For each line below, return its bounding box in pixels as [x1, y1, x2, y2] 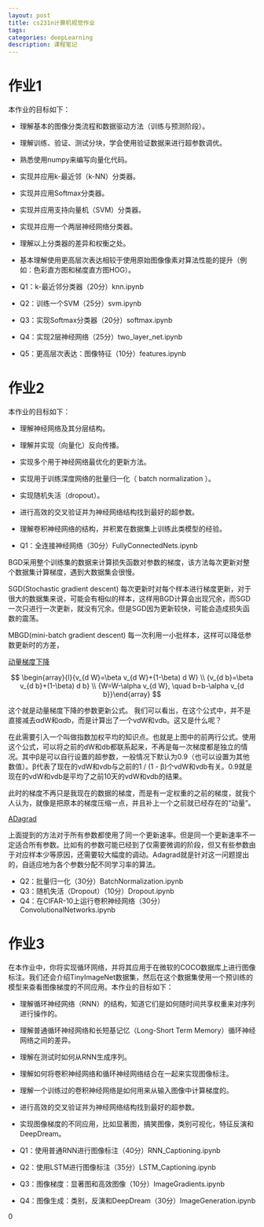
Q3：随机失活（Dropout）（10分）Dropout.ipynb [19, 887, 174, 895]
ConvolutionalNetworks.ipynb [19, 905, 116, 914]
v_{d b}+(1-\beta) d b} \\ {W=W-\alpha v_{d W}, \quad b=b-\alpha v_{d [19, 681, 245, 690]
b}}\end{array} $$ [102, 690, 162, 699]
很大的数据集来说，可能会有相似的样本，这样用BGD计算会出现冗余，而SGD [8, 594, 251, 603]
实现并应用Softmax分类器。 [19, 188, 109, 198]
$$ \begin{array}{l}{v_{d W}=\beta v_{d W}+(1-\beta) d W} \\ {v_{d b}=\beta [10, 673, 254, 682]
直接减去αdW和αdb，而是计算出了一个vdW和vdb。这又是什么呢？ [8, 716, 222, 725]
